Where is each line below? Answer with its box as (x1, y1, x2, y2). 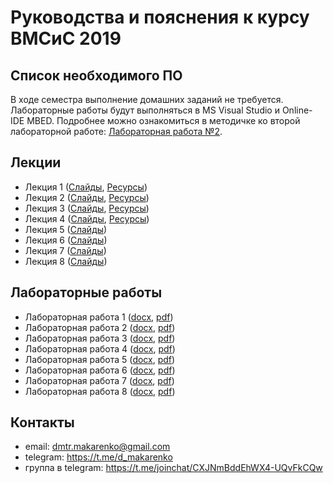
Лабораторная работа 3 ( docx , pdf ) (24, 332, 176, 344)
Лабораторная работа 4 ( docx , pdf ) (24, 342, 176, 355)
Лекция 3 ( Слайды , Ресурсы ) (24, 202, 150, 214)
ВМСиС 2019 (10, 27, 122, 50)
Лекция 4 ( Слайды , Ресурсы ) (24, 212, 150, 225)
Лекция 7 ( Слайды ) (24, 244, 107, 256)
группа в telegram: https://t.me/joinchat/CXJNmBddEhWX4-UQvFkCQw (24, 462, 323, 474)
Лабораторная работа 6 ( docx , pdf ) (24, 364, 176, 376)
